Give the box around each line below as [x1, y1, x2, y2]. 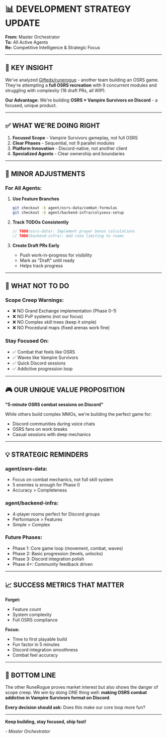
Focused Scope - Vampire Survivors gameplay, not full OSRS [12, 134, 138, 140]
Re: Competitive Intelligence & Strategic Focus [5, 44, 100, 50]
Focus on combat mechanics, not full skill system [12, 477, 113, 483]
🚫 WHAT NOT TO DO [5, 282, 70, 290]
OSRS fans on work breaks [12, 426, 68, 432]
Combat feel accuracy [12, 652, 58, 658]
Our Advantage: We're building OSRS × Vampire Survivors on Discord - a [5, 97, 158, 103]
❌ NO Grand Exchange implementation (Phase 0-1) [12, 308, 117, 314]
